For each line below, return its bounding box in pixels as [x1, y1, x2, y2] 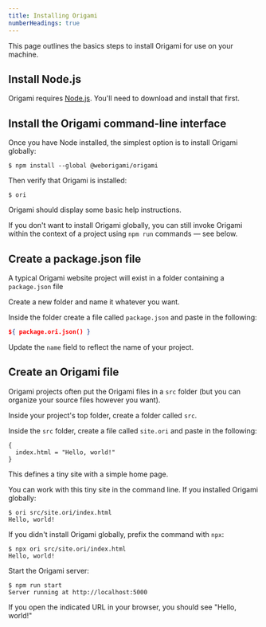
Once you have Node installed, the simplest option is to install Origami [8, 138, 238, 147]
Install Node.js [8, 72, 82, 86]
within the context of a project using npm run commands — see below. [8, 229, 238, 239]
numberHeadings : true [8, 19, 80, 27]
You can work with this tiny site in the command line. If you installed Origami [8, 484, 259, 494]
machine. [8, 49, 39, 59]
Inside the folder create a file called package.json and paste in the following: [8, 312, 257, 322]
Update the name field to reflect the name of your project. [8, 342, 194, 351]
